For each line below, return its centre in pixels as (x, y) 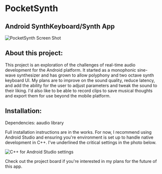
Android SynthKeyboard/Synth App (60, 26)
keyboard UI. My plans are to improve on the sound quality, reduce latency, (80, 80)
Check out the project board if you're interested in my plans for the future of (81, 161)
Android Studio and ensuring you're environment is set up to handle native (79, 137)
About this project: (34, 53)
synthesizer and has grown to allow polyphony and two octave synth (85, 75)
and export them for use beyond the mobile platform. (58, 95)
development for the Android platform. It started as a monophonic (71, 70)
